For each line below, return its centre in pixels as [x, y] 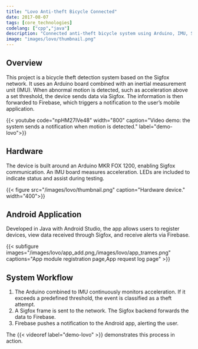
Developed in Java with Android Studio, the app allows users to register [93, 229]
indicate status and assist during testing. [55, 178]
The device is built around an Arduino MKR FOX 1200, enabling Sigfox [91, 166]
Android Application [44, 214]
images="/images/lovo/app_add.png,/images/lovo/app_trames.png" [88, 253]
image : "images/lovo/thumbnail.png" [51, 39]
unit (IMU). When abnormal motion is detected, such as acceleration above [97, 90]
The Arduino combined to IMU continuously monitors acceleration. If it [100, 292]
